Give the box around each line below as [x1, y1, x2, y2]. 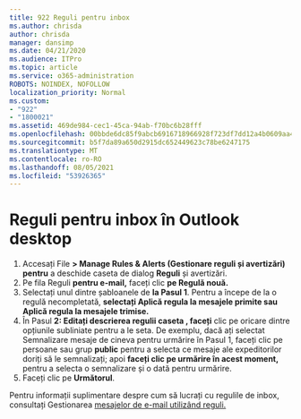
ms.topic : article [9, 64, 78, 73]
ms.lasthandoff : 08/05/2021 [9, 163, 115, 172]
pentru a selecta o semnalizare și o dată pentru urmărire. [21, 363, 232, 374]
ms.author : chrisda [9, 21, 82, 30]
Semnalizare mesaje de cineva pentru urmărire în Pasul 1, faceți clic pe [21, 335, 284, 346]
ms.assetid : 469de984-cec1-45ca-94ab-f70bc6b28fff [9, 122, 202, 131]
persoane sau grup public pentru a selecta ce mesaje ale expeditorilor [21, 344, 282, 355]
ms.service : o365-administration [9, 72, 134, 81]
